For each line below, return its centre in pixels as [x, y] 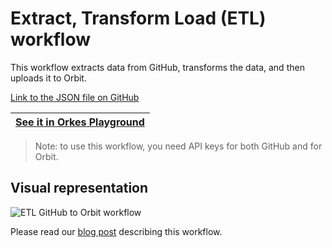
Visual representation [79, 188]
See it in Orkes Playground [80, 122]
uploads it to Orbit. [48, 78]
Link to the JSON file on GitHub [75, 97]
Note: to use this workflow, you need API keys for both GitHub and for [178, 146]
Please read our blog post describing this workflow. [116, 231]
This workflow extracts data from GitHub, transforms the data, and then [157, 67]
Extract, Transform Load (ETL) [138, 18]
